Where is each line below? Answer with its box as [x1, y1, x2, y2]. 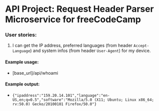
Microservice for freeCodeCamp [5, 14, 141, 25]
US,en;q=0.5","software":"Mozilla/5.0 [12, 97, 92, 102]
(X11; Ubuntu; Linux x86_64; [94, 97, 154, 102]
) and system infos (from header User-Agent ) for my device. [30, 48, 151, 54]
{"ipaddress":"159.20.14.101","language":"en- [12, 93, 110, 98]
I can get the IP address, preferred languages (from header [12, 43, 133, 49]
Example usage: [5, 59, 39, 65]
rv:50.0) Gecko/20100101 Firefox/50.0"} [12, 102, 97, 107]
